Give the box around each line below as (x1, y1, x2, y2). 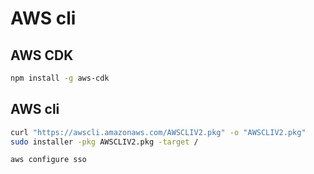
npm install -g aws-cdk (10, 73, 110, 83)
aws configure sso (10, 155, 87, 165)
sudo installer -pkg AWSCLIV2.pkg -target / (10, 137, 199, 147)
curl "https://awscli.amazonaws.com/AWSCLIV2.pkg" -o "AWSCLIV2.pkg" (10, 127, 307, 137)
